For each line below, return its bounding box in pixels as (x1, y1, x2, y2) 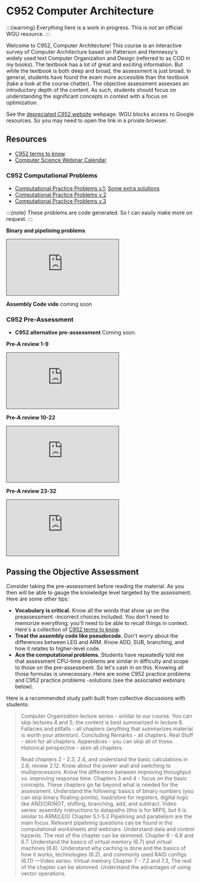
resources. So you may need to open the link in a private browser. (6, 116, 168, 124)
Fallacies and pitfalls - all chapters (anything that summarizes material (20, 725, 193, 733)
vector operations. (20, 870, 66, 877)
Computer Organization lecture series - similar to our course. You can (20, 712, 192, 720)
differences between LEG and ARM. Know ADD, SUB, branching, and (14, 639, 184, 646)
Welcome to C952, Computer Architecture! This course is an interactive (6, 42, 182, 49)
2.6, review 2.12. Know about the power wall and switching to (20, 762, 171, 770)
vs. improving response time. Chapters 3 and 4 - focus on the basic (20, 775, 187, 782)
